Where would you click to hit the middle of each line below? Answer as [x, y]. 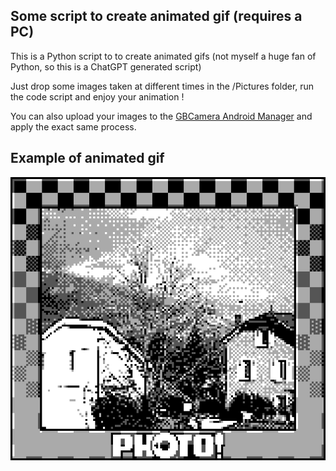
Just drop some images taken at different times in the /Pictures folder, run [162, 86]
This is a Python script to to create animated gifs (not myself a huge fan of [163, 56]
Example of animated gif [87, 158]
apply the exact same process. [73, 126]
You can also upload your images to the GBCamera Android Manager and [161, 116]
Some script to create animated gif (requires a [156, 16]
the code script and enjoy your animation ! [97, 96]
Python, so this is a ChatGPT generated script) [106, 66]
